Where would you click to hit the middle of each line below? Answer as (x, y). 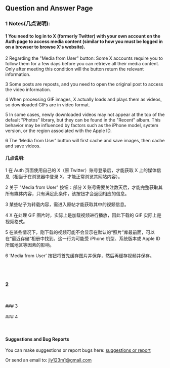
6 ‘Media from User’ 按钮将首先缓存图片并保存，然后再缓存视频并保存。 (80, 256)
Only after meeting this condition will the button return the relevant (75, 69)
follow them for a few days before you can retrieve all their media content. (82, 63)
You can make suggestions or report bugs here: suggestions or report (78, 350)
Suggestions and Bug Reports (37, 339)
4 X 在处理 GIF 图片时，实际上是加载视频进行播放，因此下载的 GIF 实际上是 (83, 215)
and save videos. (23, 146)
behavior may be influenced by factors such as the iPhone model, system (82, 125)
